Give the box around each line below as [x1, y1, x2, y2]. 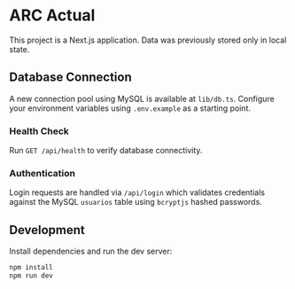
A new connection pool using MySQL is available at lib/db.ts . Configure [9, 93, 275, 104]
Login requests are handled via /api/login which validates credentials [9, 187, 266, 198]
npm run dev [9, 271, 53, 280]
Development [9, 223, 86, 238]
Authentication [9, 167, 75, 179]
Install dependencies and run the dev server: [9, 246, 173, 257]
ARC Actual [9, 5, 96, 26]
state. [9, 43, 30, 54]
